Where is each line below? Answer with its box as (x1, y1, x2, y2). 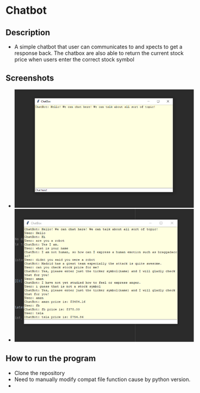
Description (5, 27, 50, 38)
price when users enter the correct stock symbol (14, 56, 135, 63)
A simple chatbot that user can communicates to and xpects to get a (14, 43, 183, 50)
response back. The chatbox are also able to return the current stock (14, 50, 184, 57)
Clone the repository (14, 369, 65, 376)
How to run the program (5, 354, 96, 364)
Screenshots (5, 73, 54, 84)
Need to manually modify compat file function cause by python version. (14, 376, 191, 383)
